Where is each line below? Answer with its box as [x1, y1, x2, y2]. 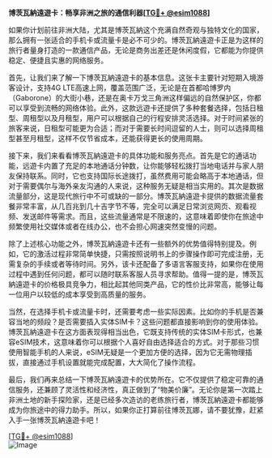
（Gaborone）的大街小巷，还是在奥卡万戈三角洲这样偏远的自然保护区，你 [8, 93, 255, 102]
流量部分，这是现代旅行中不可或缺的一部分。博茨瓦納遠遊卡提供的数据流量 [8, 191, 257, 201]
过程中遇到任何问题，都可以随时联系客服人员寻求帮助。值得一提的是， [8, 269, 243, 279]
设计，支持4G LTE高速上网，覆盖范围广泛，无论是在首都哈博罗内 [15, 83, 232, 92]
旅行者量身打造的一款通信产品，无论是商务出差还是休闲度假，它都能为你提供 [8, 45, 264, 55]
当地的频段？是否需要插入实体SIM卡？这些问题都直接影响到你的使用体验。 [15, 317, 263, 327]
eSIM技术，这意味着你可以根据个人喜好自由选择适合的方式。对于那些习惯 [15, 337, 260, 347]
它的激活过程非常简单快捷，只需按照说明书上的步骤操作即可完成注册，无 [22, 249, 264, 259]
